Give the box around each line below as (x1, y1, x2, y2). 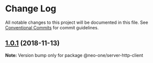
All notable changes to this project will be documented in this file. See (5, 19, 149, 25)
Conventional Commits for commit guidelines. (5, 24, 99, 30)
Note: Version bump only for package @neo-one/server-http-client (5, 52, 144, 58)
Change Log (5, 3, 56, 14)
